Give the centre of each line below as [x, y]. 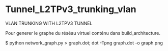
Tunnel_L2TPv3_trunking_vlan [71, 9]
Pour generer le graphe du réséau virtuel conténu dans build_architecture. [83, 33]
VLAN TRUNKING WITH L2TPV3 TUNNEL [49, 23]
